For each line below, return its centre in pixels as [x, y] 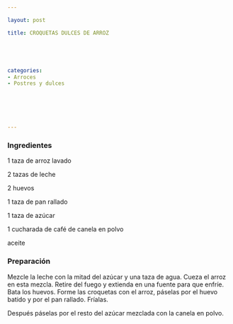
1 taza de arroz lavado [40, 161]
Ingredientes [30, 146]
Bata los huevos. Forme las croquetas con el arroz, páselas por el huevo [113, 291]
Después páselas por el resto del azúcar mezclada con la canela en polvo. [116, 313]
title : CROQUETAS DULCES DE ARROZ [58, 33]
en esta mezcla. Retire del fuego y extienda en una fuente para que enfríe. [116, 284]
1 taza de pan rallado [38, 202]
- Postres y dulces [36, 83]
